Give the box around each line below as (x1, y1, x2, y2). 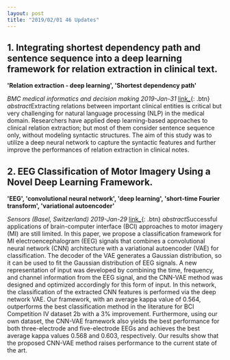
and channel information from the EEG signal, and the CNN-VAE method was (7, 274, 223, 282)
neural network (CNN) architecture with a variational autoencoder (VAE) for (7, 244, 219, 252)
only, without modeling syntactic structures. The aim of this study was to (7, 131, 212, 139)
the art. (7, 346, 27, 355)
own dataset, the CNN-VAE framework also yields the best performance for (7, 317, 220, 326)
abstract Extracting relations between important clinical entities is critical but (7, 102, 222, 110)
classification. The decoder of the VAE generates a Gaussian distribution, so (7, 252, 222, 260)
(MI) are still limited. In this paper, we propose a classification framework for (7, 230, 222, 238)
